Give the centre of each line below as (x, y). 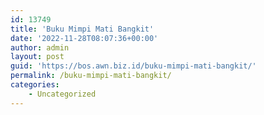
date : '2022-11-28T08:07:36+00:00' (84, 38)
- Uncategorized (62, 94)
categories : (35, 85)
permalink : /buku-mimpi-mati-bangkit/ (91, 76)
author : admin (40, 47)
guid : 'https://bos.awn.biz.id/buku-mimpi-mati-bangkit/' (133, 66)
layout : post (37, 57)
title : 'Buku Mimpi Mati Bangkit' (82, 29)
